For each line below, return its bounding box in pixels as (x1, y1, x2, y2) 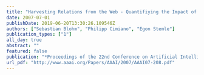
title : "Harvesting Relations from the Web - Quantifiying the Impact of (6, 8, 197, 15)
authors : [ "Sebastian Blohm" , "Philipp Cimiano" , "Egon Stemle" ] (6, 25, 175, 32)
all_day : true (6, 37, 42, 43)
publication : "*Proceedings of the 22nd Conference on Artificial (6, 54, 178, 60)
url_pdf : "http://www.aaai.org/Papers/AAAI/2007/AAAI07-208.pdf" (6, 59, 175, 65)
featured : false (6, 48, 47, 54)
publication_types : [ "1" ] (6, 31, 72, 37)
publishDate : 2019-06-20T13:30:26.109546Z (6, 20, 115, 26)
